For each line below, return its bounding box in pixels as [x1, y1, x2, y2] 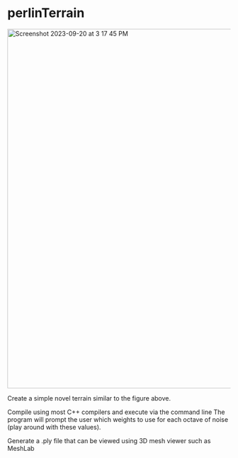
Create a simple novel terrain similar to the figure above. [7, 393, 171, 402]
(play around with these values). [7, 423, 101, 431]
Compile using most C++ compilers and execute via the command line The [7, 408, 225, 416]
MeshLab [7, 444, 35, 452]
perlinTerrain [7, 5, 85, 21]
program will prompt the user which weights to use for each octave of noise [7, 415, 229, 423]
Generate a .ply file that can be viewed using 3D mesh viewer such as [7, 436, 211, 445]
